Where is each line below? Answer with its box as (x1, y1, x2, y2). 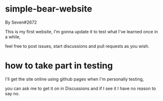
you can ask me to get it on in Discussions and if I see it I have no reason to (5, 86, 156, 91)
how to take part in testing (5, 60, 113, 71)
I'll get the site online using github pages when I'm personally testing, (5, 76, 144, 82)
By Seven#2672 (5, 19, 37, 25)
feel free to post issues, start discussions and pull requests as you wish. (5, 43, 149, 49)
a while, (5, 34, 21, 40)
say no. (5, 90, 20, 96)
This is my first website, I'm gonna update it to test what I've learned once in (5, 29, 158, 34)
